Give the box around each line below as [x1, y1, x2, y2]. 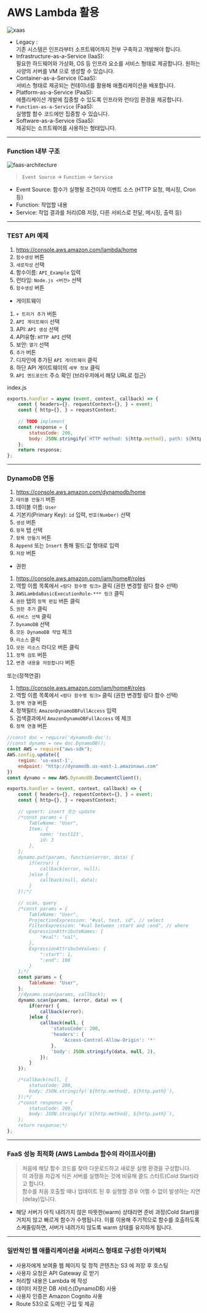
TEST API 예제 [7, 232, 49, 240]
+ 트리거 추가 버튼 [15, 310, 57, 317]
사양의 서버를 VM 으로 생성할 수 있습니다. [15, 67, 115, 74]
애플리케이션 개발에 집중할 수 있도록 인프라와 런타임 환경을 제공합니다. [15, 96, 184, 103]
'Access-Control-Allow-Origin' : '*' [61, 1037, 156, 1043]
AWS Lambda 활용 [7, 6, 100, 20]
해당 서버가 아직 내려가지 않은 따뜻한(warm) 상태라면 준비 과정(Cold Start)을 [15, 1209, 200, 1216]
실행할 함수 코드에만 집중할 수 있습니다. [15, 110, 110, 117]
